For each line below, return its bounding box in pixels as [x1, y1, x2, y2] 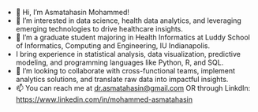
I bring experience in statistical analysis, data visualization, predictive [15, 50, 241, 58]
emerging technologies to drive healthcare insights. [15, 24, 184, 33]
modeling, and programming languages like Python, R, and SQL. [15, 58, 224, 67]
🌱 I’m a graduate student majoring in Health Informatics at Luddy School [15, 32, 250, 42]
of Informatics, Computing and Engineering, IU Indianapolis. [15, 41, 211, 50]
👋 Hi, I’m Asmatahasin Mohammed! [15, 8, 130, 17]
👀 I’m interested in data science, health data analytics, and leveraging [15, 16, 242, 25]
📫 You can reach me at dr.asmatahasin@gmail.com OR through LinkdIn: [15, 84, 251, 92]
